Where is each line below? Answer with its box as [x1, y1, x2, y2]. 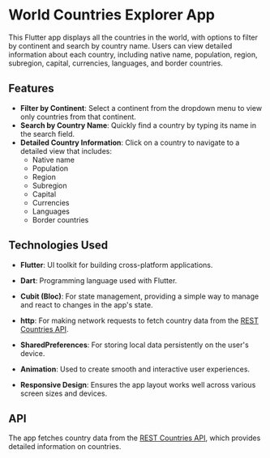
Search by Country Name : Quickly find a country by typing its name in [19, 120, 257, 130]
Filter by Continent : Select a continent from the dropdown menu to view [19, 103, 262, 112]
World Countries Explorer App [8, 6, 215, 24]
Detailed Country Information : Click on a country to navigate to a [19, 138, 240, 147]
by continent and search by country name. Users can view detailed [8, 40, 233, 50]
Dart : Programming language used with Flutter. [19, 275, 178, 285]
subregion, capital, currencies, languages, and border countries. [8, 58, 223, 68]
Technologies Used [8, 239, 108, 252]
